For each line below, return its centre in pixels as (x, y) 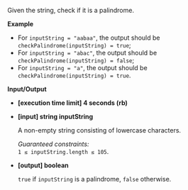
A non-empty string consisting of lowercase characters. (99, 130)
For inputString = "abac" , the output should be (87, 53)
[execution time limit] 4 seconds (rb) (72, 103)
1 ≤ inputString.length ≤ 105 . (63, 151)
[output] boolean (43, 165)
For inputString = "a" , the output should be (82, 68)
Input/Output (27, 89)
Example (21, 24)
